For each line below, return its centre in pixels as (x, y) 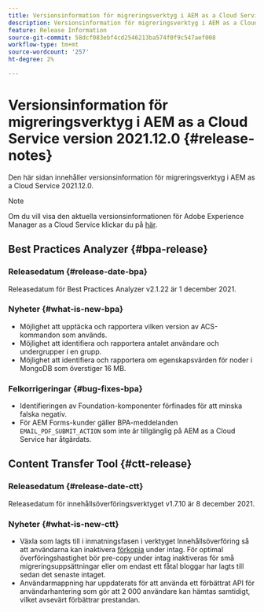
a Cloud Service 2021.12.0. (51, 185)
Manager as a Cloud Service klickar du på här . (83, 224)
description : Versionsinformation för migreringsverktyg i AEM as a (123, 23)
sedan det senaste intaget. (62, 575)
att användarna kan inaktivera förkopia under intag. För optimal (121, 550)
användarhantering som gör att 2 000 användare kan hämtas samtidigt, (135, 592)
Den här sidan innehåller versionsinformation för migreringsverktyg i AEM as (132, 177)
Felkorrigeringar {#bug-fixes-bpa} (75, 388)
